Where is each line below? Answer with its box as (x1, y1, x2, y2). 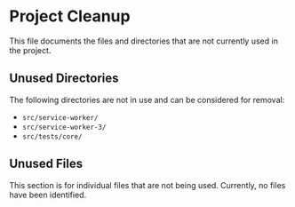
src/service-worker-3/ (21, 123, 107, 131)
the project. (9, 44, 52, 55)
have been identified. (9, 189, 87, 200)
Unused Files (9, 156, 83, 171)
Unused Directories (9, 71, 119, 86)
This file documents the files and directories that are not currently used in (9, 36, 278, 46)
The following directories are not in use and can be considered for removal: (9, 94, 285, 105)
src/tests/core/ (21, 131, 83, 141)
